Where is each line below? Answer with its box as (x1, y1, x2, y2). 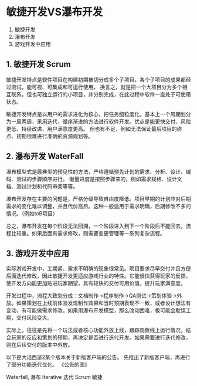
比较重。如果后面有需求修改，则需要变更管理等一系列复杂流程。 (11, 229, 165, 236)
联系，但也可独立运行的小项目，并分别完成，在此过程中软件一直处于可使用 (11, 90, 191, 97)
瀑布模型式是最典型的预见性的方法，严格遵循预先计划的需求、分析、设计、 (6, 168, 186, 175)
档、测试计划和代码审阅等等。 (6, 182, 78, 189)
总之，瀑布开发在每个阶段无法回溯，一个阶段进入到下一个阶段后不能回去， (6, 222, 186, 229)
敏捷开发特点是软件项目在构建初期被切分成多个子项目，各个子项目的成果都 (6, 76, 186, 83)
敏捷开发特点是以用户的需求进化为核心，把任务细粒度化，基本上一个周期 (6, 110, 181, 117)
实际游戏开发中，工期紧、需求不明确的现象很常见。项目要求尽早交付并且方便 (6, 265, 191, 272)
